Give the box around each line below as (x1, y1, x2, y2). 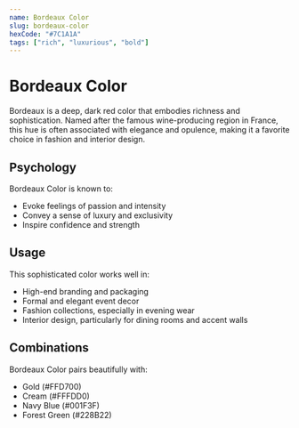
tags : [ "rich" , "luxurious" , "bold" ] (9, 37, 149, 47)
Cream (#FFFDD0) (21, 391, 91, 401)
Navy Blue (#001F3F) (21, 400, 101, 410)
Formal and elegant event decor (21, 295, 140, 306)
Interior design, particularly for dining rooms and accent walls (21, 314, 248, 325)
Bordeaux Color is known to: (9, 183, 114, 194)
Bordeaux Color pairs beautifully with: (9, 364, 149, 375)
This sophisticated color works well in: (9, 269, 149, 279)
